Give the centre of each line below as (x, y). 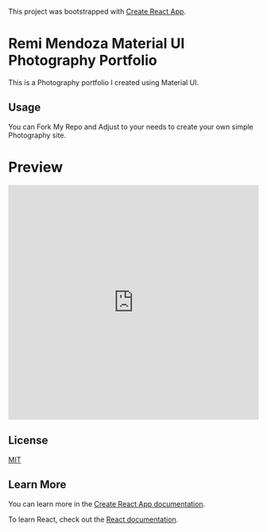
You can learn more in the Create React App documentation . (107, 503)
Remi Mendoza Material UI (97, 44)
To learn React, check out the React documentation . (93, 519)
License (28, 441)
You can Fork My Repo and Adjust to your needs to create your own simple (131, 126)
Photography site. (37, 135)
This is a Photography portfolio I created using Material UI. (104, 82)
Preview (36, 167)
